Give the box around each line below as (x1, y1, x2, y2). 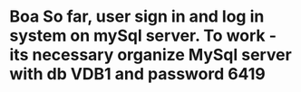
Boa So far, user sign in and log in (9, 6, 265, 27)
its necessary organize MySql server (9, 45, 292, 65)
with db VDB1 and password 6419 (9, 64, 266, 85)
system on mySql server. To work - (9, 25, 277, 46)
